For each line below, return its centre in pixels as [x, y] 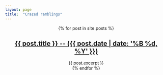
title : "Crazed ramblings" [34, 14]
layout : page [18, 10]
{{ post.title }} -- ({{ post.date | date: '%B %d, [86, 43]
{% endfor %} [86, 68]
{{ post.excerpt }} [86, 63]
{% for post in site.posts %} [86, 28]
